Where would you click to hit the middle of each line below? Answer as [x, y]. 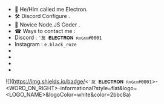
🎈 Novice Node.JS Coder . [47, 25]
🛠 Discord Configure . [42, 16]
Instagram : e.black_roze [45, 44]
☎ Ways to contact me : [45, 31]
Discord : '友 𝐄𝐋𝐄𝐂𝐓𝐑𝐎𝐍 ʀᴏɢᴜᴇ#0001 [58, 37]
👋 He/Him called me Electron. [51, 9]
